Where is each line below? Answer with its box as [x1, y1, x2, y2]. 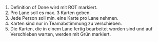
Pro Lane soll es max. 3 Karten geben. [10, 10, 91, 16]
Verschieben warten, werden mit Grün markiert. [10, 31, 111, 37]
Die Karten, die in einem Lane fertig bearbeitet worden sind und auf [10, 26, 153, 32]
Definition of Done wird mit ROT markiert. [10, 5, 98, 10]
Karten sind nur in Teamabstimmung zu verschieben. [10, 20, 122, 26]
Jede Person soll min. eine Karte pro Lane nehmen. [10, 15, 119, 21]
